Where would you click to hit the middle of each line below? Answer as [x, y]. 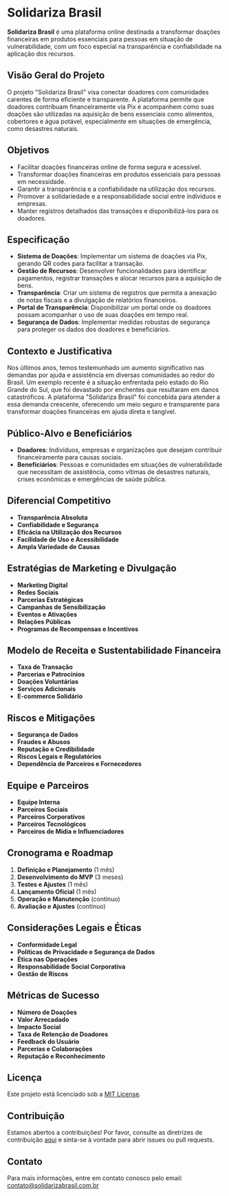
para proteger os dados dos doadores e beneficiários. [94, 329]
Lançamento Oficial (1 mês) [57, 891]
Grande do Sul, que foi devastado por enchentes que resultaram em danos [113, 390]
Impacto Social [39, 1027]
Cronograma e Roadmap [60, 853]
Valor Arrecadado [43, 1019]
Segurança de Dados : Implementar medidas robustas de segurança [113, 322]
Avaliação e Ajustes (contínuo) [61, 906]
